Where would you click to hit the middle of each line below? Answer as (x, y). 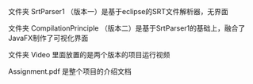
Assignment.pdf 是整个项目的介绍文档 (70, 71)
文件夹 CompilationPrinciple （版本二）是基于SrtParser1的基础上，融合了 (127, 28)
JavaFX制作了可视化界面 (48, 38)
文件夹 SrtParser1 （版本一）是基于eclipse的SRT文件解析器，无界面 (118, 11)
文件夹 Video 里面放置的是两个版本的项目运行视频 (89, 55)
